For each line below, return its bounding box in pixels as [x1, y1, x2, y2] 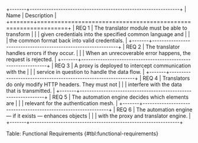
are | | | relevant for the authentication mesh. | [6, 100, 118, 106]
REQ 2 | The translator [126, 43, 180, 50]
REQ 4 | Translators [142, 74, 190, 82]
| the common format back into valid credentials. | [6, 37, 128, 44]
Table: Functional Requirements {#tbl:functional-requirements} [6, 130, 158, 137]
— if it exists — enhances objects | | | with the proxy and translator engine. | [6, 112, 191, 119]
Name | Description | [6, 12, 57, 19]
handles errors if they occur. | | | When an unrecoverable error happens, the [6, 50, 191, 56]
